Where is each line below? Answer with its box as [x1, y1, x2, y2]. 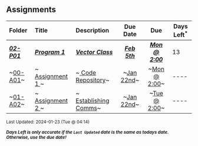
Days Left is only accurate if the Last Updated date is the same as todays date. [6, 130, 169, 135]
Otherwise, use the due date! [6, 135, 67, 141]
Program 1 [34, 48, 65, 57]
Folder [9, 26, 28, 35]
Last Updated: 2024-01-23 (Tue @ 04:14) [6, 119, 90, 125]
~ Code [75, 69, 96, 77]
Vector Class [75, 48, 113, 57]
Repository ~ [75, 76, 110, 84]
